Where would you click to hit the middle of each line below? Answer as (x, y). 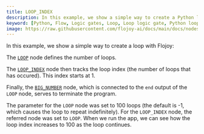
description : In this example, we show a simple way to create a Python (100, 18)
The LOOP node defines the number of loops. (61, 57)
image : (15, 29)
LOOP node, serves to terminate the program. (62, 94)
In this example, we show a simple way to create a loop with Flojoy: (90, 46)
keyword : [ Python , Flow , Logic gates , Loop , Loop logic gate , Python (96, 23)
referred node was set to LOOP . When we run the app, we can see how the (98, 118)
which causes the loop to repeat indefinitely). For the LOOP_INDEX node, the (99, 112)
